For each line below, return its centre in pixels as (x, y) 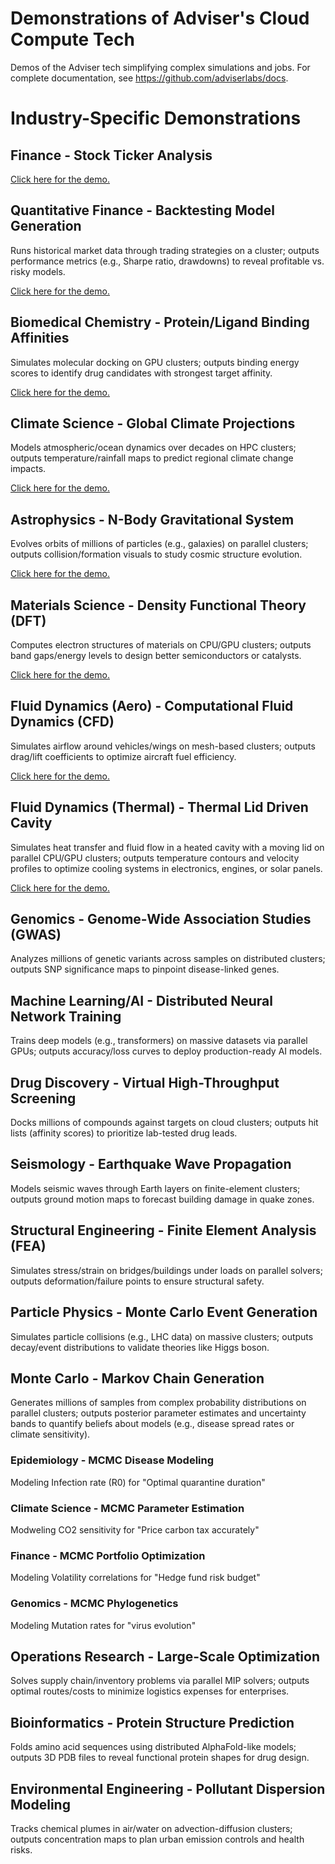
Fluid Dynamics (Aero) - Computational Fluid (152, 706)
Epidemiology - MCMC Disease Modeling (112, 1460)
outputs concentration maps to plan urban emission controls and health (157, 1839)
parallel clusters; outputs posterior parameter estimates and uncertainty (158, 1413)
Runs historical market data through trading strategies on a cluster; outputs (165, 250)
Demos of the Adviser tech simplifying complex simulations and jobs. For (160, 67)
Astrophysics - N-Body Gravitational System (152, 519)
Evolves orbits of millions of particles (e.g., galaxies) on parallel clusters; (159, 544)
